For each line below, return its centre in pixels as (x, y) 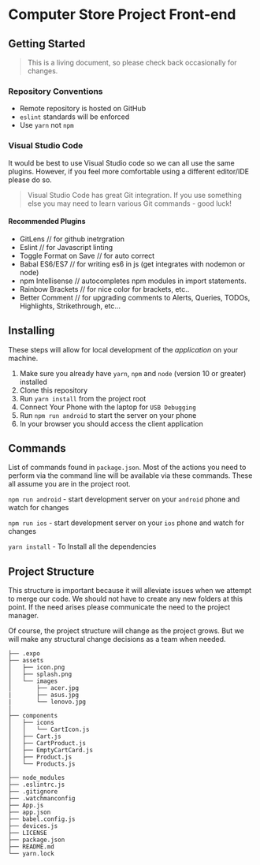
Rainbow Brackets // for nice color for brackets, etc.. (104, 289)
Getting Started (47, 44)
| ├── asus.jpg (44, 695)
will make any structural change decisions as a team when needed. (117, 639)
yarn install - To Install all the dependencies (82, 546)
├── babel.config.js (42, 819)
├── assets (26, 661)
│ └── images (33, 681)
